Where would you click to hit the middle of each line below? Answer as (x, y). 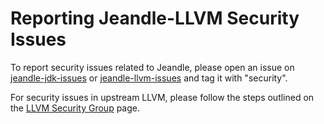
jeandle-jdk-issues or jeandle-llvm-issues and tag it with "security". (149, 78)
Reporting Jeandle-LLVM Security (155, 18)
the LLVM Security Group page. (75, 108)
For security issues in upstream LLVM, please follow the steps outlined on (162, 97)
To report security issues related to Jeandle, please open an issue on (152, 67)
